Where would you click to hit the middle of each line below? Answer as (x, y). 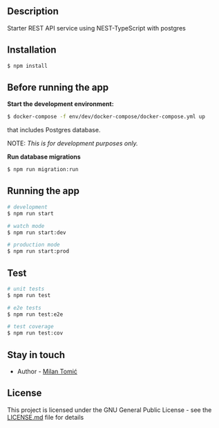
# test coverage (30, 327)
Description (33, 11)
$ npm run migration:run (43, 170)
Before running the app (58, 87)
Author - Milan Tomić (47, 371)
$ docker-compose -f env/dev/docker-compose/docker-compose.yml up (106, 117)
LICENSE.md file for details (46, 417)
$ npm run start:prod (38, 251)
